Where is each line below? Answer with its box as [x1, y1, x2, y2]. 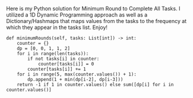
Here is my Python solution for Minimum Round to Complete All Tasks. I [6, 5, 181, 12]
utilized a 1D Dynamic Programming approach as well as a [6, 11, 148, 18]
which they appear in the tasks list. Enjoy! [6, 24, 108, 31]
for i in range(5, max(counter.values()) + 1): [17, 71, 137, 77]
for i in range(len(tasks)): [17, 51, 89, 57]
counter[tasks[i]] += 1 [27, 66, 86, 72]
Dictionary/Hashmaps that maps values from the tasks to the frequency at [6, 18, 187, 24]
